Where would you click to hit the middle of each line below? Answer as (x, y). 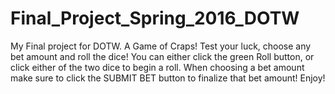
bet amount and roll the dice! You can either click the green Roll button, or (162, 56)
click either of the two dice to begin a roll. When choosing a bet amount (157, 67)
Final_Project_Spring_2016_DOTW (155, 18)
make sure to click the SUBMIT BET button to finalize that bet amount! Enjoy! (168, 78)
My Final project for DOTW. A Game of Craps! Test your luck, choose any (161, 46)
